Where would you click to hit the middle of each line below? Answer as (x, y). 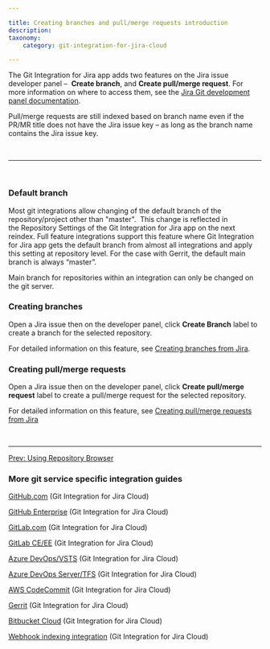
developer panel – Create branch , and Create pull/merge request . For (126, 84)
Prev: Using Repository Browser (61, 458)
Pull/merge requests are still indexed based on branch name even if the (127, 117)
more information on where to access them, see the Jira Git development (129, 92)
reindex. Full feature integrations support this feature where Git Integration (131, 236)
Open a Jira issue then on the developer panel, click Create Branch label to (133, 324)
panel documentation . (45, 101)
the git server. (31, 285)
